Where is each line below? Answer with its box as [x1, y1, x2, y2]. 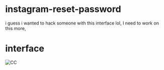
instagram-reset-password [5, 3, 122, 15]
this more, [5, 25, 26, 31]
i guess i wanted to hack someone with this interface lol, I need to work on [5, 20, 159, 26]
